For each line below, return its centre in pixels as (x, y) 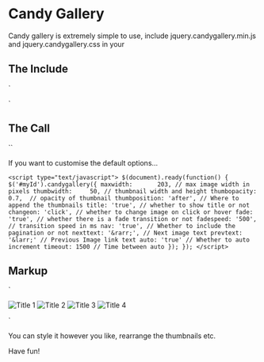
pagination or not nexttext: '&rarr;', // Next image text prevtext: (126, 233)
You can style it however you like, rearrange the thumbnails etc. (112, 336)
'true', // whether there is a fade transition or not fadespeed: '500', (133, 219)
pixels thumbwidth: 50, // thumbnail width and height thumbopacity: (133, 191)
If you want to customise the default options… (83, 162)
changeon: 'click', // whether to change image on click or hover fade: (131, 212)
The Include (38, 69)
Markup (28, 271)
